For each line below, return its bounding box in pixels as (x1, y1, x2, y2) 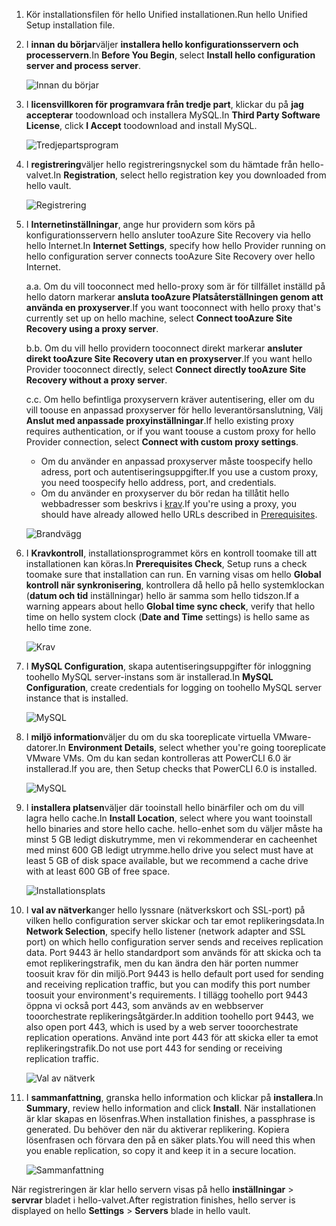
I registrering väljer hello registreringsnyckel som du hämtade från (25, 159, 298, 170)
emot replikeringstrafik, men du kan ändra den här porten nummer (25, 957, 299, 969)
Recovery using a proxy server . (25, 323, 159, 334)
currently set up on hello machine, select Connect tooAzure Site (25, 312, 293, 324)
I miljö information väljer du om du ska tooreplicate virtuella (25, 731, 271, 743)
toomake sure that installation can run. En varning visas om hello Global (25, 569, 322, 580)
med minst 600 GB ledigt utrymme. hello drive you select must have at (25, 844, 314, 856)
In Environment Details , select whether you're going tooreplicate (57, 742, 326, 753)
